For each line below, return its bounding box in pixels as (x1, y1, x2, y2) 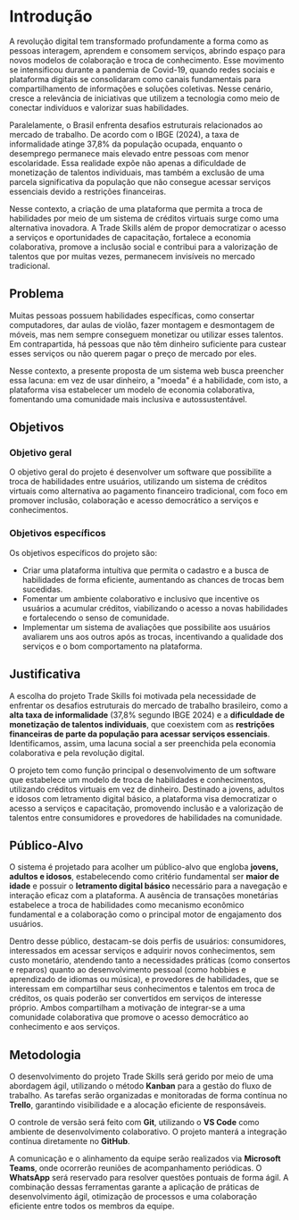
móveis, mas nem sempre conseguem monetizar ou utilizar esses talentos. (9, 329, 284, 340)
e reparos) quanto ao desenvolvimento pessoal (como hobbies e (9, 964, 247, 975)
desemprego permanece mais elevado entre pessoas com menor (9, 147, 250, 158)
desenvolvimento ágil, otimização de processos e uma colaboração (9, 1191, 257, 1202)
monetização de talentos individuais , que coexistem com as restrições (9, 719, 275, 729)
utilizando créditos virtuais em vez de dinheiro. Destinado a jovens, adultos (9, 784, 285, 795)
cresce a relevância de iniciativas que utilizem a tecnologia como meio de (9, 92, 280, 104)
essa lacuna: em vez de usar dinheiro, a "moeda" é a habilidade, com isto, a (9, 374, 288, 385)
